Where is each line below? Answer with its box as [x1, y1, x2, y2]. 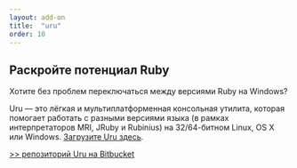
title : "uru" [9, 21, 62, 30]
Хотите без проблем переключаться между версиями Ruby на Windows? [9, 86, 288, 97]
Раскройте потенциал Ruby [9, 62, 170, 77]
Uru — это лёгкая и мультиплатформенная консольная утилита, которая [9, 103, 285, 114]
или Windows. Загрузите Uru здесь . [9, 132, 144, 142]
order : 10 [9, 29, 46, 38]
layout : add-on [9, 12, 66, 22]
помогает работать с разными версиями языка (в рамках [9, 113, 229, 124]
